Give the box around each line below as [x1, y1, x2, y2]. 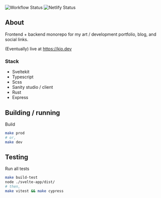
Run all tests [5, 166, 29, 171]
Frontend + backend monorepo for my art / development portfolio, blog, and [5, 31, 156, 37]
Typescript [12, 74, 34, 80]
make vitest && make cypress [5, 188, 64, 193]
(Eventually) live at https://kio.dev [5, 46, 72, 52]
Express [12, 95, 29, 100]
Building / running [5, 109, 60, 117]
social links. [5, 36, 29, 42]
